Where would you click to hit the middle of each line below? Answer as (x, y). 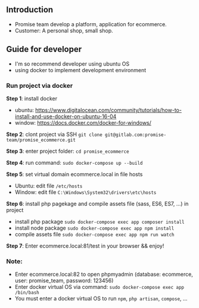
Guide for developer (44, 49)
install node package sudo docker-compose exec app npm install (94, 228)
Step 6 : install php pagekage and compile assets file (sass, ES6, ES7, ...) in (97, 204)
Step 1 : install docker (32, 98)
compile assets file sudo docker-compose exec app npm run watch (94, 234)
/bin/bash (27, 293)
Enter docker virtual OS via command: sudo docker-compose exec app (99, 287)
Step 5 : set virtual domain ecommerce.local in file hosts (74, 174)
